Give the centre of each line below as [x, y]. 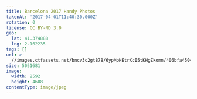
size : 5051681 [23, 66]
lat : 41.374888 [30, 38]
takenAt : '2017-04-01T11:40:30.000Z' [52, 17]
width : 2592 [26, 76]
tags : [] [17, 49]
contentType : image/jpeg [36, 87]
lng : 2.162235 [28, 44]
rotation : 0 [21, 22]
